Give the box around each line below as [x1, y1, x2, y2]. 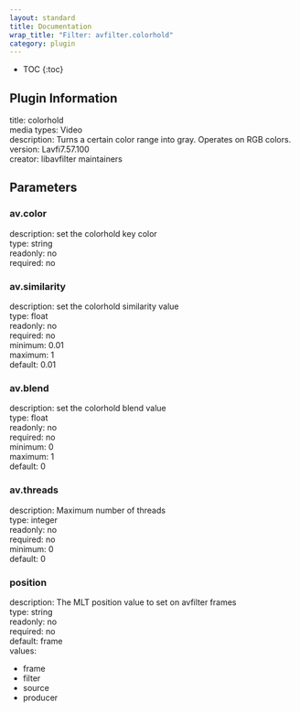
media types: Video [9, 124, 83, 135]
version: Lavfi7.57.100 [9, 143, 90, 155]
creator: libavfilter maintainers [9, 154, 123, 165]
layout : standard [9, 13, 76, 23]
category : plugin [9, 38, 76, 48]
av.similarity [9, 280, 67, 292]
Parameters [9, 180, 78, 196]
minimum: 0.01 [9, 340, 64, 351]
